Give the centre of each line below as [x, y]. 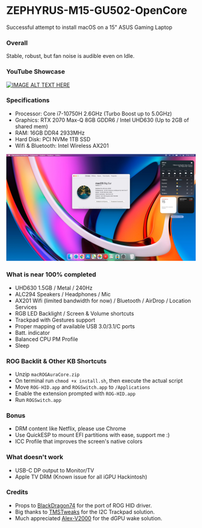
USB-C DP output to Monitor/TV [54, 470]
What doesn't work [35, 457]
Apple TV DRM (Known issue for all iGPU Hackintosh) [81, 477]
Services [26, 307]
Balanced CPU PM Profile [46, 339]
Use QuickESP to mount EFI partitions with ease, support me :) [92, 435]
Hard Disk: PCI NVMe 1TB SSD [53, 139]
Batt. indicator [32, 332]
